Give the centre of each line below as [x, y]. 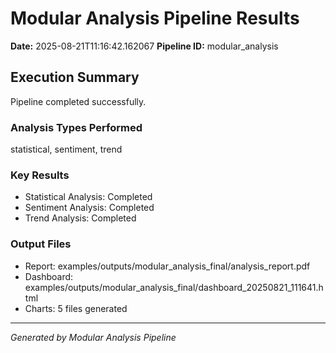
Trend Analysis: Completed [80, 218]
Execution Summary [75, 77]
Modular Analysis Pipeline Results [155, 18]
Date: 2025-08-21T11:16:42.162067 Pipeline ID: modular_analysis [144, 46]
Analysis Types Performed [76, 127]
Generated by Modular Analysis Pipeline [93, 337]
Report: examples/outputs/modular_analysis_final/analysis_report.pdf [167, 266]
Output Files [41, 244]
